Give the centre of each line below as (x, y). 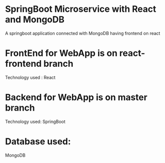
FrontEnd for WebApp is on (61, 53)
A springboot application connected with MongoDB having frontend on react (83, 33)
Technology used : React (30, 77)
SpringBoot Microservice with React (81, 9)
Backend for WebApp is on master (76, 98)
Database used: (38, 141)
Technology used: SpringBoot (35, 122)
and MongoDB (35, 20)
